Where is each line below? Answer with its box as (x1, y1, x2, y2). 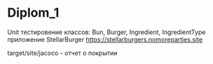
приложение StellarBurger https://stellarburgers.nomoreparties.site (7, 35, 203, 43)
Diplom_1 (7, 5, 60, 21)
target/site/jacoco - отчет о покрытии (7, 49, 118, 57)
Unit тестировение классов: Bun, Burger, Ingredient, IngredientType (7, 28, 206, 36)
